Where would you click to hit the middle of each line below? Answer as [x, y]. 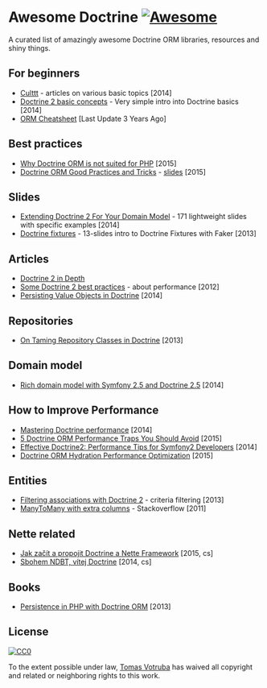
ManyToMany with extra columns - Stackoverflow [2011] [113, 508]
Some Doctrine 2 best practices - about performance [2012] [119, 287]
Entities [28, 481]
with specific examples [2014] [70, 225]
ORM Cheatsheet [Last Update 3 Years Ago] [93, 118]
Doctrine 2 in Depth [52, 279]
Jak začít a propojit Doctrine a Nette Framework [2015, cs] [117, 553]
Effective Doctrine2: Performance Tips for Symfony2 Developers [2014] [138, 446]
